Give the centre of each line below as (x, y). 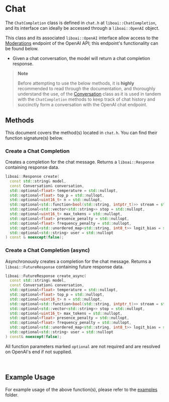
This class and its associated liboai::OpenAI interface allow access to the (82, 38)
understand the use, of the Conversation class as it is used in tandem (89, 94)
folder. (12, 395)
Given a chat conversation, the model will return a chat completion (81, 58)
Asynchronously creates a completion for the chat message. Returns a (78, 261)
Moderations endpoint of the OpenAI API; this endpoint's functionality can (82, 43)
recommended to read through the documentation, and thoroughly (87, 88)
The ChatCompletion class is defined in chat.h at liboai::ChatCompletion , (81, 23)
